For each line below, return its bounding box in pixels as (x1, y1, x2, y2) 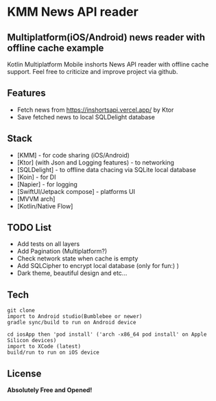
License (7, 367, 42, 379)
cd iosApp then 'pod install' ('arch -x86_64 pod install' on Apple (7, 331, 207, 338)
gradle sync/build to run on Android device (7, 319, 136, 326)
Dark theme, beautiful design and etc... (16, 269, 128, 278)
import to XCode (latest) (7, 343, 81, 350)
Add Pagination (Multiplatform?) (16, 247, 108, 256)
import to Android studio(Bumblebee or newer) (7, 313, 143, 320)
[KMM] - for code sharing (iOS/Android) (16, 151, 130, 159)
